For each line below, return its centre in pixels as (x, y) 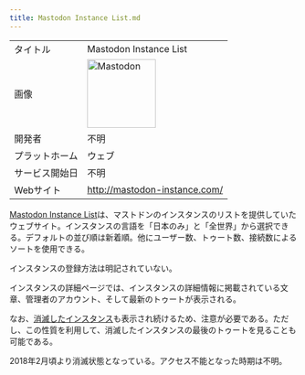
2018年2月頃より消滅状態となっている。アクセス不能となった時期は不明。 (148, 360)
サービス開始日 (47, 173)
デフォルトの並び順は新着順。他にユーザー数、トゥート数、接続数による (161, 237)
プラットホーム (46, 155)
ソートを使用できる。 (49, 249)
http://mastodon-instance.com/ (155, 189)
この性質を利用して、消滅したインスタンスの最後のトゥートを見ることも (161, 329)
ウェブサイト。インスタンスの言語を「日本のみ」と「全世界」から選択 (142, 226)
